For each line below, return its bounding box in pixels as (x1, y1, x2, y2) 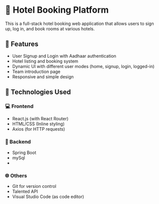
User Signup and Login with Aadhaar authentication (12, 53, 116, 59)
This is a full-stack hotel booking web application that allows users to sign (5, 21, 154, 26)
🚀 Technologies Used (5, 88, 71, 96)
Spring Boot (12, 149, 37, 156)
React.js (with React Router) (12, 116, 68, 122)
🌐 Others (5, 172, 27, 179)
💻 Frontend (5, 103, 34, 110)
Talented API (12, 188, 38, 195)
